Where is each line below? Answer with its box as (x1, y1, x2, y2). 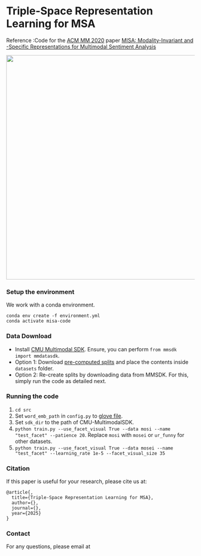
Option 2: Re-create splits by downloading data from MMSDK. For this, (14, 371, 189, 378)
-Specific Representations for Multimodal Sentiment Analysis (6, 43, 157, 50)
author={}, (11, 500, 39, 506)
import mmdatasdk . (14, 352, 60, 359)
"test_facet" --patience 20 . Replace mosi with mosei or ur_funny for (14, 431, 185, 438)
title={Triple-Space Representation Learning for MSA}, (11, 495, 154, 501)
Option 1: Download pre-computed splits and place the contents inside (14, 358, 188, 366)
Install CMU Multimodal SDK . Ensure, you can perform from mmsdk (14, 345, 177, 353)
